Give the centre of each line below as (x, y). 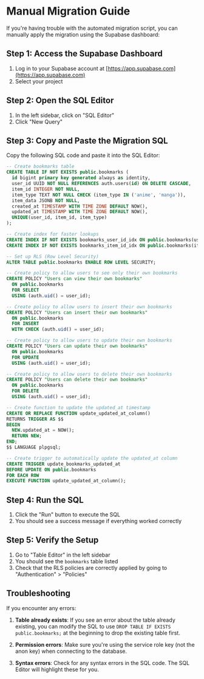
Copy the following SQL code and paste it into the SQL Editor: (83, 155)
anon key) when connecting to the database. (71, 651)
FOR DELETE (25, 391)
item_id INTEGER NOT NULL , (46, 189)
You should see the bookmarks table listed (66, 561)
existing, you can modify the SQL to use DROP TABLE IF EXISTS (93, 626)
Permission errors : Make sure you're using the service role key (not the (105, 644)
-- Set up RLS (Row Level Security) (53, 256)
